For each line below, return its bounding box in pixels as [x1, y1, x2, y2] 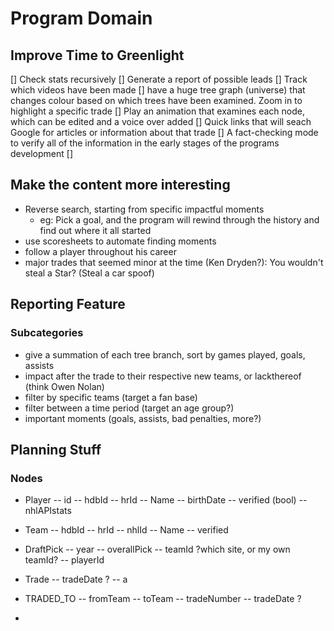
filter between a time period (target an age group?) [24, 402, 235, 414]
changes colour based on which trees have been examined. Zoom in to [10, 95, 303, 106]
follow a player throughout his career [24, 245, 177, 257]
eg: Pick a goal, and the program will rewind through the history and [39, 213, 320, 226]
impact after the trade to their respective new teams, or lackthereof [24, 370, 302, 382]
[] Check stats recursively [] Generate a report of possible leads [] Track [10, 73, 308, 85]
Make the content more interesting [10, 177, 231, 194]
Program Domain [10, 7, 153, 30]
